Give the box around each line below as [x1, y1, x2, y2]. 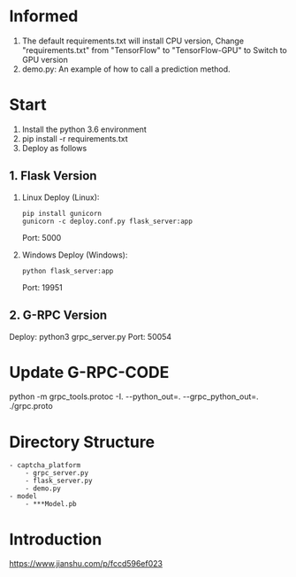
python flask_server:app [21, 266, 114, 275]
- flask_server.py [25, 476, 93, 486]
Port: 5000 [21, 232, 62, 242]
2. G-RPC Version [9, 308, 108, 323]
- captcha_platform [9, 461, 81, 470]
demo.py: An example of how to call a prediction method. [21, 64, 231, 74]
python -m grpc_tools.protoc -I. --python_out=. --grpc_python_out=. [9, 391, 259, 402]
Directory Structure [9, 432, 156, 452]
